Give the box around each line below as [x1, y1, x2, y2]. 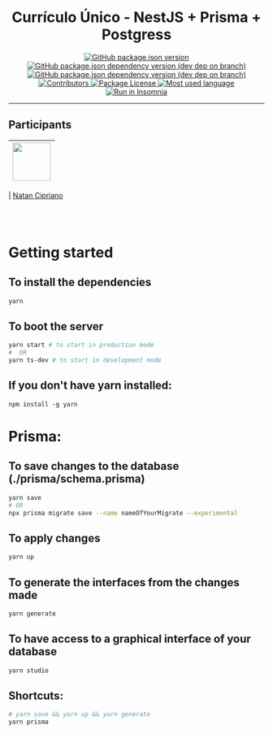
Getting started [8, 243, 114, 262]
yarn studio [8, 667, 49, 675]
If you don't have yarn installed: [8, 379, 172, 393]
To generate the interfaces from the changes [8, 575, 240, 589]
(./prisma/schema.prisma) [8, 472, 145, 486]
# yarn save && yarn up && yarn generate [8, 710, 151, 719]
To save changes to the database [8, 459, 180, 473]
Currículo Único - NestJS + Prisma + [11, 8, 262, 27]
